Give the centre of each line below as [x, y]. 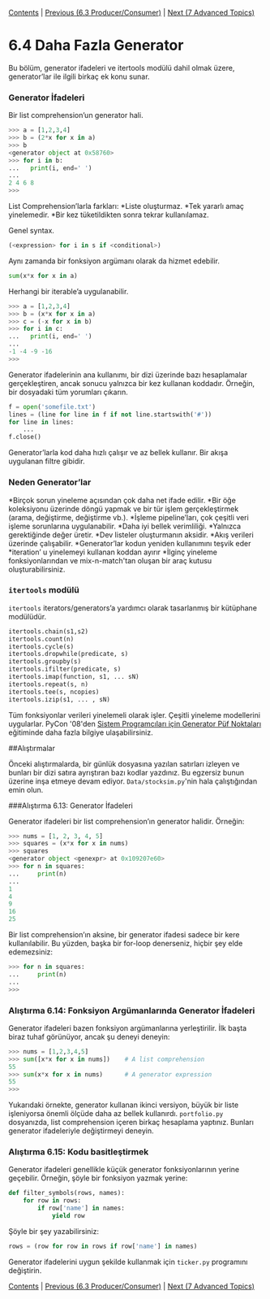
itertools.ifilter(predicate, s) [65, 669]
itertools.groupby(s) [45, 662]
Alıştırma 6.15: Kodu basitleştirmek [79, 1152]
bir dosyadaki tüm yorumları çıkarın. [68, 392]
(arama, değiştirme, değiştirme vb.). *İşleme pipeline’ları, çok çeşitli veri [129, 517]
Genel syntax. [32, 231]
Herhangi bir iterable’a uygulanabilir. [69, 291]
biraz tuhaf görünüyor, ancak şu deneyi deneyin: [89, 1036]
